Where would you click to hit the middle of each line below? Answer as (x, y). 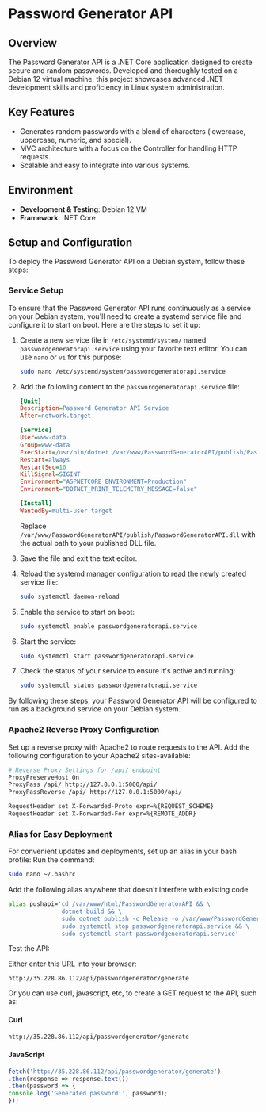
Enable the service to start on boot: (77, 612)
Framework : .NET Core (58, 217)
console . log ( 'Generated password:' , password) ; (88, 1094)
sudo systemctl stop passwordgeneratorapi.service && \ (155, 926)
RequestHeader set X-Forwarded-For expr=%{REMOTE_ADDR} (102, 814)
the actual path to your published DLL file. (88, 543)
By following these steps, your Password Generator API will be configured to (133, 701)
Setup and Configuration (70, 243)
